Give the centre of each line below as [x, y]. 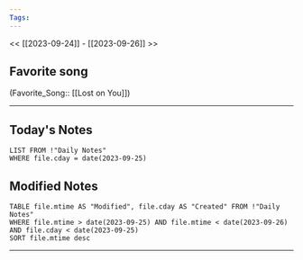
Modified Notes [54, 186]
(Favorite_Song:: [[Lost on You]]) [70, 93]
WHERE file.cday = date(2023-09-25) [78, 158]
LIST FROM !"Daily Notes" [58, 151]
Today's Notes [51, 130]
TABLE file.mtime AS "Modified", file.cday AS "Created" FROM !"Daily [145, 207]
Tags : [19, 18]
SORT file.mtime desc [50, 238]
